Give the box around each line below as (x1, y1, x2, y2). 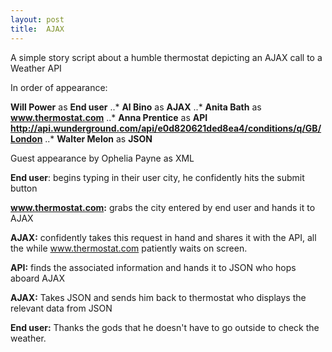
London (10, 132, 43, 145)
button (10, 182, 38, 194)
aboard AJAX (10, 272, 65, 284)
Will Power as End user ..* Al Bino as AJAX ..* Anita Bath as (10, 101, 262, 113)
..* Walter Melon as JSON (44, 132, 153, 145)
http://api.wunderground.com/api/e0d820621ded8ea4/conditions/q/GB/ (10, 122, 322, 134)
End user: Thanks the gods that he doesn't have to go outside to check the (10, 321, 320, 333)
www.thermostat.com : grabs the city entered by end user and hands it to (10, 201, 316, 213)
